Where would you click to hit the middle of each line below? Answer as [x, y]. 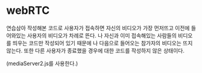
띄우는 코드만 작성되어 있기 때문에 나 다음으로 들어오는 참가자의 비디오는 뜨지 [103, 43]
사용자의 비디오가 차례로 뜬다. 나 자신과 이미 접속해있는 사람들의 [102, 35]
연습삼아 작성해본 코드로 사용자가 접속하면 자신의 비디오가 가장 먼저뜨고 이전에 [98, 28]
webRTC [28, 11]
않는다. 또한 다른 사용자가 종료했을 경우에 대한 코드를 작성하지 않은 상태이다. [96, 50]
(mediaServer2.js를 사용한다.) [42, 63]
